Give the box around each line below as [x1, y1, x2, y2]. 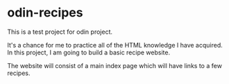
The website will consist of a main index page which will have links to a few [7, 61, 222, 70]
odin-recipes [7, 5, 83, 21]
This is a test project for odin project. [7, 28, 113, 36]
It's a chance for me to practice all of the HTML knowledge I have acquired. [7, 41, 223, 49]
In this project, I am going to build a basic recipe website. [7, 48, 171, 56]
